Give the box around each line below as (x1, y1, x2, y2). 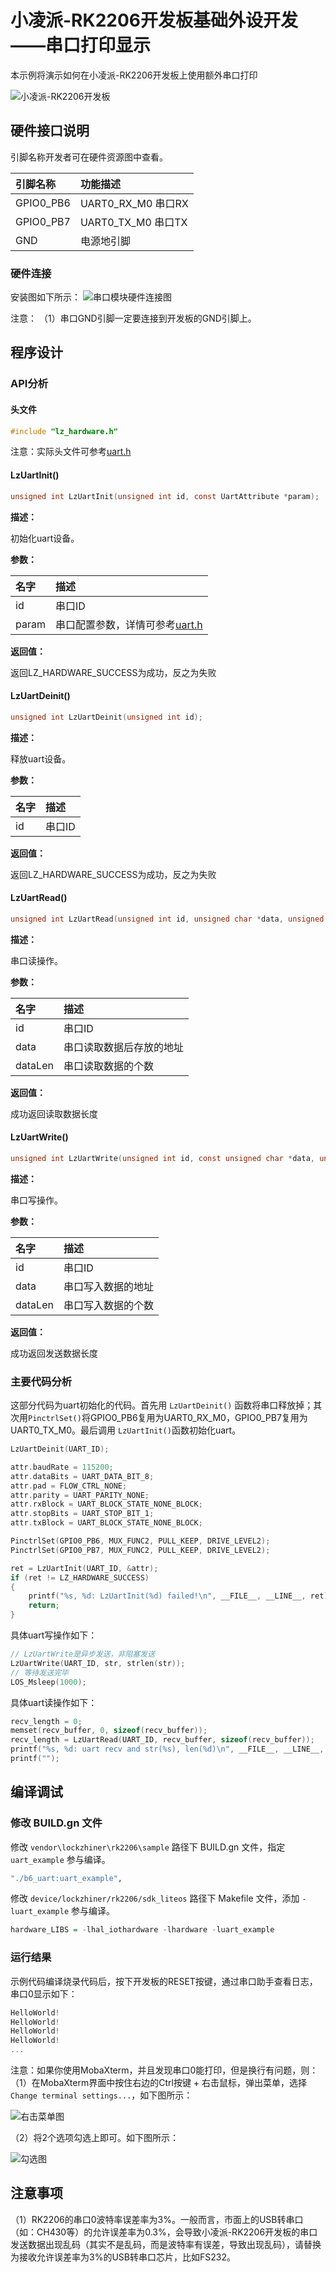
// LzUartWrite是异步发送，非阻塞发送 (10, 1649, 156, 1660)
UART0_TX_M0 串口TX (79, 215, 188, 229)
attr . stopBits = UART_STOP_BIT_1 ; (10, 1509, 155, 1519)
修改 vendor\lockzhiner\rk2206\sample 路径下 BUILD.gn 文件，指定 (10, 1841, 286, 1853)
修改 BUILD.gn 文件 (10, 1816, 103, 1830)
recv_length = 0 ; (10, 1716, 83, 1726)
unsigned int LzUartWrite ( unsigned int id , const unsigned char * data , (10, 1153, 315, 1163)
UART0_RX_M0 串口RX (79, 196, 189, 210)
